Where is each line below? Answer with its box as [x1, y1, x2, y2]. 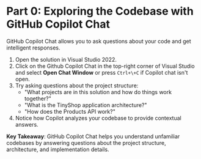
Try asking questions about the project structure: [15, 81, 139, 89]
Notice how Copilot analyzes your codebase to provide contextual [15, 114, 181, 122]
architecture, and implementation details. [6, 146, 109, 153]
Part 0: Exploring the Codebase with [6, 4, 194, 18]
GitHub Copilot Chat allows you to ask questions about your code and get [6, 37, 191, 45]
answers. [15, 120, 38, 128]
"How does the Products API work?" [24, 108, 116, 115]
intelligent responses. [6, 44, 60, 51]
